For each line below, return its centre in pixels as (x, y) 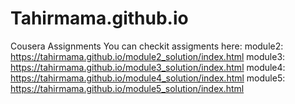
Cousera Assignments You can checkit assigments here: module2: (147, 46)
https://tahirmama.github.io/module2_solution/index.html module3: (148, 56)
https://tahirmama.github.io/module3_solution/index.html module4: (148, 67)
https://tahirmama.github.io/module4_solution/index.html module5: (148, 78)
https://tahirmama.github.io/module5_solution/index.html (127, 88)
